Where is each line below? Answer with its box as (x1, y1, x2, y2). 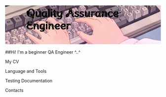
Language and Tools (5, 68, 47, 74)
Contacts (5, 87, 24, 93)
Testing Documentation (5, 78, 53, 84)
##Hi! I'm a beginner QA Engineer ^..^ (5, 49, 81, 55)
